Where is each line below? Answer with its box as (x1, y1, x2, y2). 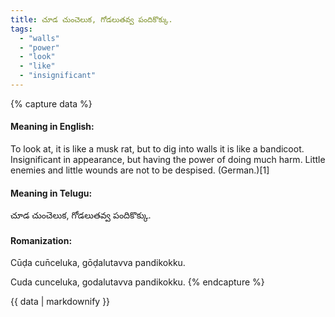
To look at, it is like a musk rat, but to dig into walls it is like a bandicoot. (10, 143, 305, 155)
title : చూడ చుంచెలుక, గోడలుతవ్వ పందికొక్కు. (10, 14, 173, 25)
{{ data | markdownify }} (10, 296, 111, 308)
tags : (10, 24, 33, 34)
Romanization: (10, 234, 73, 246)
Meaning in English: (10, 121, 95, 133)
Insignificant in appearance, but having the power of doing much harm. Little (10, 154, 326, 166)
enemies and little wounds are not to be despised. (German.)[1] (10, 164, 270, 176)
